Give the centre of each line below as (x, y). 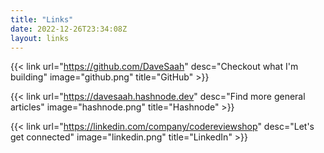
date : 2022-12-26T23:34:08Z (69, 29)
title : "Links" (42, 19)
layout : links (40, 38)
